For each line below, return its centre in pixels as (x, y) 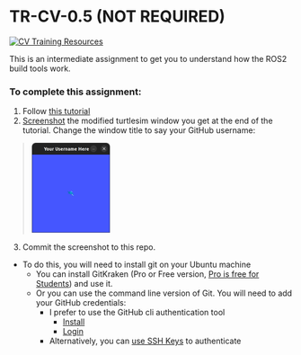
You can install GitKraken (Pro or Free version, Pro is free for (147, 274)
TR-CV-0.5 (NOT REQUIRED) (118, 17)
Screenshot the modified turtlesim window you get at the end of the (147, 121)
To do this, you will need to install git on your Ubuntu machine (137, 264)
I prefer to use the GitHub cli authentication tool (137, 312)
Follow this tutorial (56, 111)
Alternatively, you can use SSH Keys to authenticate (145, 341)
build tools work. (40, 68)
